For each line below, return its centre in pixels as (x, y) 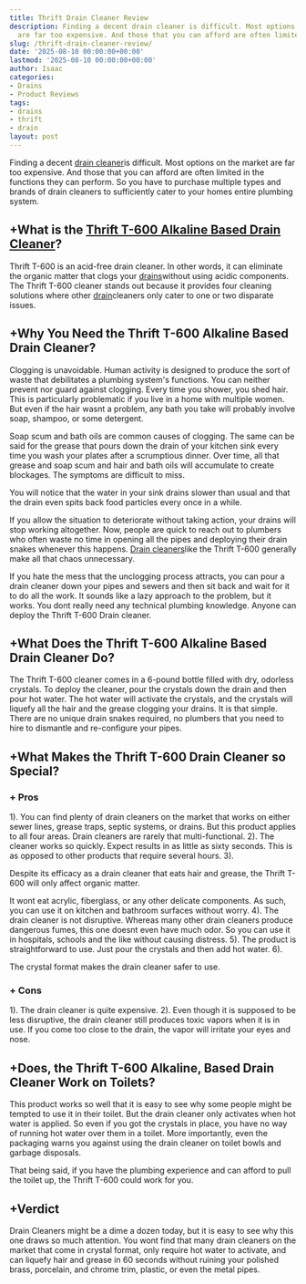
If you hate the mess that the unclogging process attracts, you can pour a (147, 576)
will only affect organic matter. (83, 883)
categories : (32, 78)
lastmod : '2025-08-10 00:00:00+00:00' (83, 60)
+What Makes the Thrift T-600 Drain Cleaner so (148, 756)
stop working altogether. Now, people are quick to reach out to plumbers (146, 529)
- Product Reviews (44, 94)
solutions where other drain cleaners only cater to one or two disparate (142, 295)
